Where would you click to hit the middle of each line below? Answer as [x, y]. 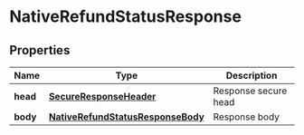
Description [252, 76]
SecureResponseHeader [102, 96]
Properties [40, 50]
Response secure [250, 91]
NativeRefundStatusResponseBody [127, 117]
